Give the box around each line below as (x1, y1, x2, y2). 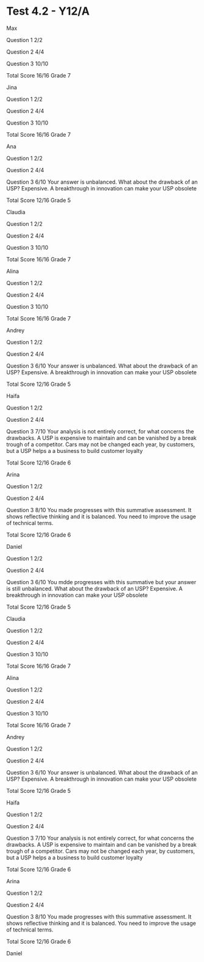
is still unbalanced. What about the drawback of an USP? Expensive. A (6, 585, 183, 592)
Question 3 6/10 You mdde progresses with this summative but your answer (6, 578, 197, 585)
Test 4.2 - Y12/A (6, 4, 90, 18)
